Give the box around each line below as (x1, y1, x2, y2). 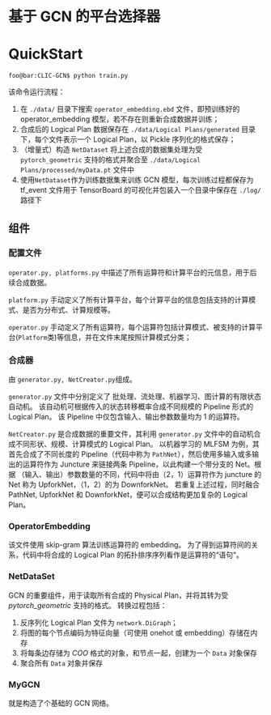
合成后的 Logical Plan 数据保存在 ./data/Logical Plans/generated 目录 (19, 125, 256, 134)
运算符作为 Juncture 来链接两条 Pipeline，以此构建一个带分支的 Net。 (22, 459, 255, 470)
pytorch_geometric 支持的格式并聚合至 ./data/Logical (19, 155, 201, 164)
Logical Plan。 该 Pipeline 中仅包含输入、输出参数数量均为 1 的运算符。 (8, 412, 244, 422)
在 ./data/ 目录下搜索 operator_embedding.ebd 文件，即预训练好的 (19, 104, 240, 114)
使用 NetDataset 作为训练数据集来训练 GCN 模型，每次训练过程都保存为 (19, 175, 254, 185)
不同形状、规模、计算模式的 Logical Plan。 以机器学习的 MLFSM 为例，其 (15, 439, 260, 449)
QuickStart (8, 45, 83, 63)
